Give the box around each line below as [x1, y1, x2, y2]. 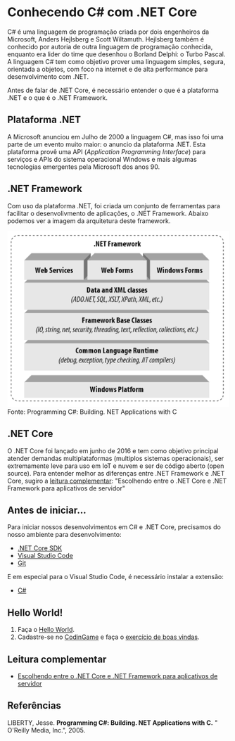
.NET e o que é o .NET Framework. [7, 93, 108, 102]
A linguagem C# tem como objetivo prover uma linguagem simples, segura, [7, 57, 226, 65]
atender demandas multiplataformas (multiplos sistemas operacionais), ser [7, 454, 224, 462]
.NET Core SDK [17, 544, 63, 552]
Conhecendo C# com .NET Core [7, 4, 198, 20]
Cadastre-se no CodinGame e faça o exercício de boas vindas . [17, 633, 200, 641]
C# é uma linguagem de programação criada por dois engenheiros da [7, 27, 210, 36]
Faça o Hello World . [17, 626, 75, 634]
